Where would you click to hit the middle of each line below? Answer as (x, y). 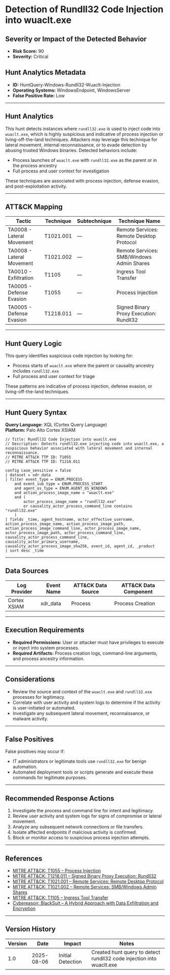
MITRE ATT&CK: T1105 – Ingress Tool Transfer (60, 897)
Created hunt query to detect (126, 952)
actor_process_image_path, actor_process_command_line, (65, 533)
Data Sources (27, 571)
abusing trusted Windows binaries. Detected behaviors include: (71, 150)
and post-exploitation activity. (36, 186)
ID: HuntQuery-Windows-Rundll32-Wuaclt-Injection (66, 84)
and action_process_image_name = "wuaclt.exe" (64, 493)
